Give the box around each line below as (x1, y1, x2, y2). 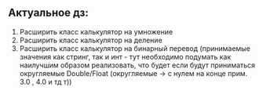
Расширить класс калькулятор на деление (19, 35, 163, 45)
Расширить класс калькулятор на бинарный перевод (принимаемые (19, 43, 251, 53)
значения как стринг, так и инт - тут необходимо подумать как (19, 52, 232, 61)
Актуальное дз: (8, 6, 89, 20)
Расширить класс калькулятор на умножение (19, 27, 174, 36)
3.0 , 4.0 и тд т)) (19, 77, 72, 86)
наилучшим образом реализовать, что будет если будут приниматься (19, 60, 256, 70)
